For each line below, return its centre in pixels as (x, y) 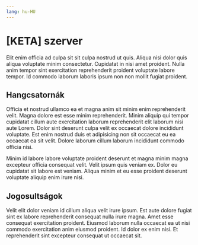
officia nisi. (20, 147)
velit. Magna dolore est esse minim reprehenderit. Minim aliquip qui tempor (98, 116)
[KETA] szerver (44, 41)
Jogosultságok (34, 196)
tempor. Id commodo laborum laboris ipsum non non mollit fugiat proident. (97, 76)
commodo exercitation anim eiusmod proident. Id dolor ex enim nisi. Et (92, 230)
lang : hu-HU (21, 12)
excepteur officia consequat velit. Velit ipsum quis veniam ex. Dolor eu (92, 165)
